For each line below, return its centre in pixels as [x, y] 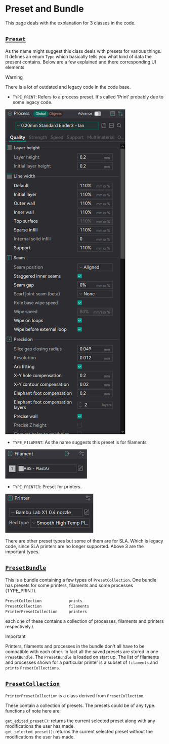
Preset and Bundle [45, 9]
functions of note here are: [33, 711]
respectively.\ [19, 626]
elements [15, 67]
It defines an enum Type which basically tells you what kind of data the [78, 56]
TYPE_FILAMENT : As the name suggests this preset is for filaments [79, 442]
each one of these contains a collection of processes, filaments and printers [85, 621]
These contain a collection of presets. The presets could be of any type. [80, 705]
